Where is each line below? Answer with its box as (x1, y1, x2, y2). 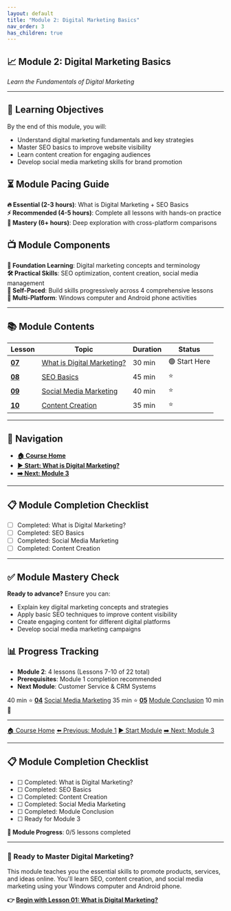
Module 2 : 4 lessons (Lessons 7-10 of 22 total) (16, 667, 150, 676)
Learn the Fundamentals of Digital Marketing (7, 77, 135, 86)
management (7, 279, 45, 287)
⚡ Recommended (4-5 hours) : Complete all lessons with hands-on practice (7, 208, 221, 217)
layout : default (7, 10, 54, 17)
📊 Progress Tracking (7, 646, 99, 658)
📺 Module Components (7, 239, 111, 251)
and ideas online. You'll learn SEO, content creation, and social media (7, 874, 203, 883)
